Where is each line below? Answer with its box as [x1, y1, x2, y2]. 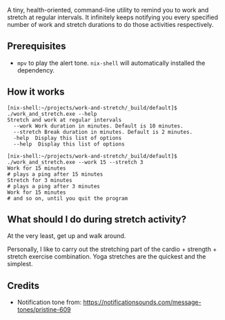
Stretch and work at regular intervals [7, 117, 122, 123]
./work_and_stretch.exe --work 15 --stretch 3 [7, 159, 144, 166]
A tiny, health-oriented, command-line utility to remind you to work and [7, 6, 209, 14]
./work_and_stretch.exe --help [7, 110, 97, 117]
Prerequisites [7, 41, 66, 52]
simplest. [7, 260, 33, 268]
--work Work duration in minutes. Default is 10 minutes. [13, 122, 184, 130]
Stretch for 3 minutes [7, 177, 72, 183]
